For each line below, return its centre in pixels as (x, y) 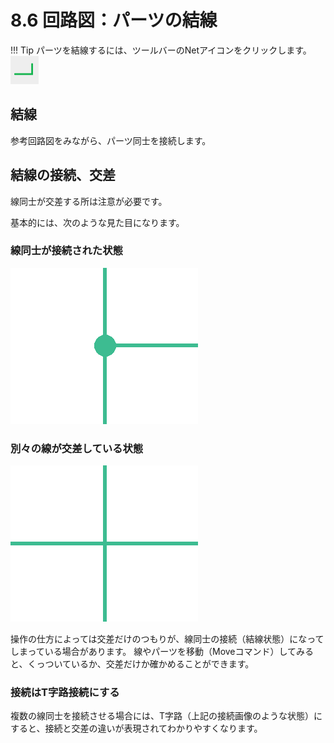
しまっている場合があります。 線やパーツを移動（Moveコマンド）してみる (162, 652)
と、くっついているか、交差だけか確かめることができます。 (132, 664)
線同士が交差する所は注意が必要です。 (89, 201)
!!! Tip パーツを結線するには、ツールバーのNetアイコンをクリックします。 (161, 50)
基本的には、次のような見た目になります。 (97, 222)
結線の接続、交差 (63, 175)
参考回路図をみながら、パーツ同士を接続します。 (111, 140)
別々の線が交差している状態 (77, 448)
